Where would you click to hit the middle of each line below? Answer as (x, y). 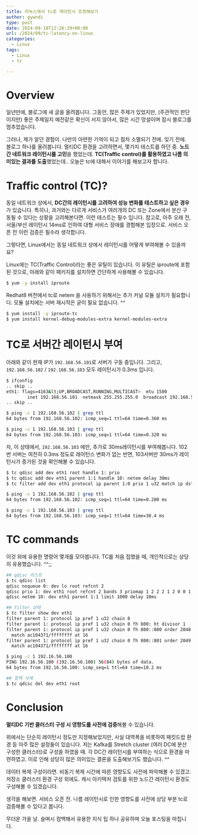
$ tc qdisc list (26, 580)
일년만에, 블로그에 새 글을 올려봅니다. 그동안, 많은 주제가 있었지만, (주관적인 (93, 112)
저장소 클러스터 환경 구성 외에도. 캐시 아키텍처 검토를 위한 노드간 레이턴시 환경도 (98, 779)
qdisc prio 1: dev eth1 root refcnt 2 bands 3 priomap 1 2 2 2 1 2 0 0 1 (99, 592)
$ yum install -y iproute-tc (42, 314)
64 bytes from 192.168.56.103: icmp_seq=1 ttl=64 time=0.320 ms (87, 435)
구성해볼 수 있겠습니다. (32, 786)
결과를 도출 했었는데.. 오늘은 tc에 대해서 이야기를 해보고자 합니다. (95, 161)
